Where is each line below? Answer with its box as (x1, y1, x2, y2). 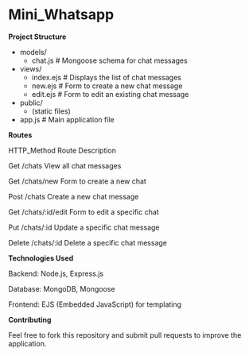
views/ (19, 64, 42, 73)
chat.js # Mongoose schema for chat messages (31, 56, 189, 65)
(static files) (31, 106, 72, 116)
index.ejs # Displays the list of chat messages (31, 72, 181, 82)
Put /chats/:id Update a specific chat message (8, 222, 160, 232)
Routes (8, 130, 33, 140)
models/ (19, 47, 48, 56)
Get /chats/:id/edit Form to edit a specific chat (8, 207, 159, 216)
